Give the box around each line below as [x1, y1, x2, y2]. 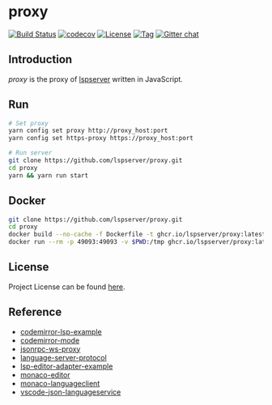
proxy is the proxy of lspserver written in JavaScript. [8, 74, 184, 83]
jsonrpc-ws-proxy [19, 343, 81, 354]
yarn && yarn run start [8, 171, 89, 180]
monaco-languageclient [19, 378, 100, 388]
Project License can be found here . [8, 282, 125, 292]
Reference [8, 305, 62, 319]
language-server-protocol [19, 352, 107, 362]
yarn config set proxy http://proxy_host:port [8, 126, 168, 135]
